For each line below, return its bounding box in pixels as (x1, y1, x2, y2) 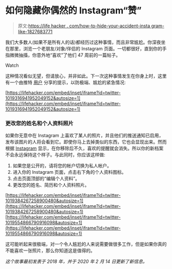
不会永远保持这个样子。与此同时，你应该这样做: (5, 152, 106, 158)
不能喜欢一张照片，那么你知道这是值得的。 (5, 247, 95, 254)
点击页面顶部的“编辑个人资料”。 (12, 175, 80, 182)
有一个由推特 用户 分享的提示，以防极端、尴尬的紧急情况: (5, 79, 126, 85)
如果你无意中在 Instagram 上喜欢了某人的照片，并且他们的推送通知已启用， (5, 132, 164, 139)
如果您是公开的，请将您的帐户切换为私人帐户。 (12, 163, 112, 169)
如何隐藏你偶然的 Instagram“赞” (5, 5, 142, 16)
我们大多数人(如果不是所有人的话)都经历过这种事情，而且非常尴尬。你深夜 (5, 39, 161, 45)
